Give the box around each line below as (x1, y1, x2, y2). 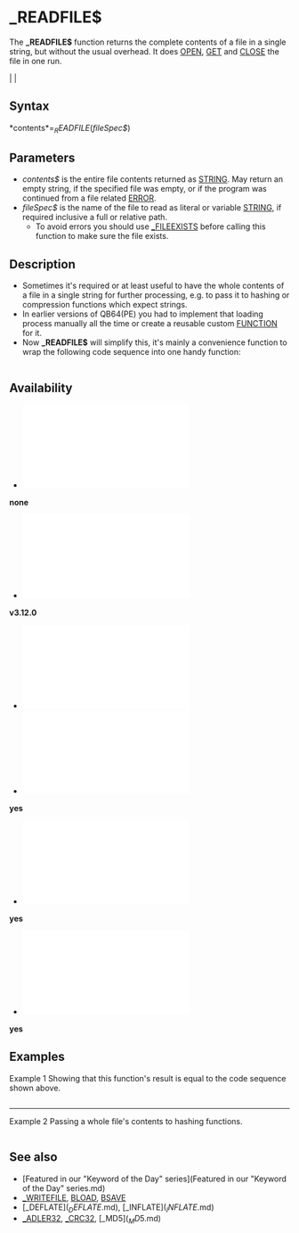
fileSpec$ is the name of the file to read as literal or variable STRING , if (21, 202, 282, 213)
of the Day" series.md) (21, 1182, 106, 1193)
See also (9, 1149, 58, 1165)
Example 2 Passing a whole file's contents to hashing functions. (9, 1115, 243, 1126)
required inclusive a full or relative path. (21, 212, 167, 223)
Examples (9, 1049, 65, 1064)
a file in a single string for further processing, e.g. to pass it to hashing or (21, 290, 290, 300)
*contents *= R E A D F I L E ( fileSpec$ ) (9, 122, 131, 136)
